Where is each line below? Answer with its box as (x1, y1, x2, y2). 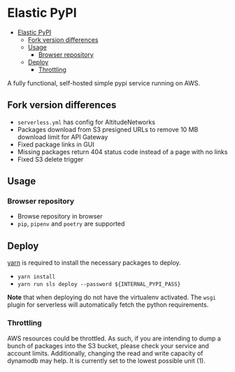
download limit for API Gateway (17, 132, 108, 141)
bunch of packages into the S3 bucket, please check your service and (7, 341, 210, 350)
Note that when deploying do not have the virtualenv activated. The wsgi (7, 293, 217, 302)
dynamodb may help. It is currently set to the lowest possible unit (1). (7, 356, 206, 365)
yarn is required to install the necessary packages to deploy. (7, 259, 181, 267)
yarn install (17, 273, 56, 281)
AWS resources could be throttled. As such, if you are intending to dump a (7, 334, 222, 343)
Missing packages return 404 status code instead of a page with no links (17, 147, 228, 156)
